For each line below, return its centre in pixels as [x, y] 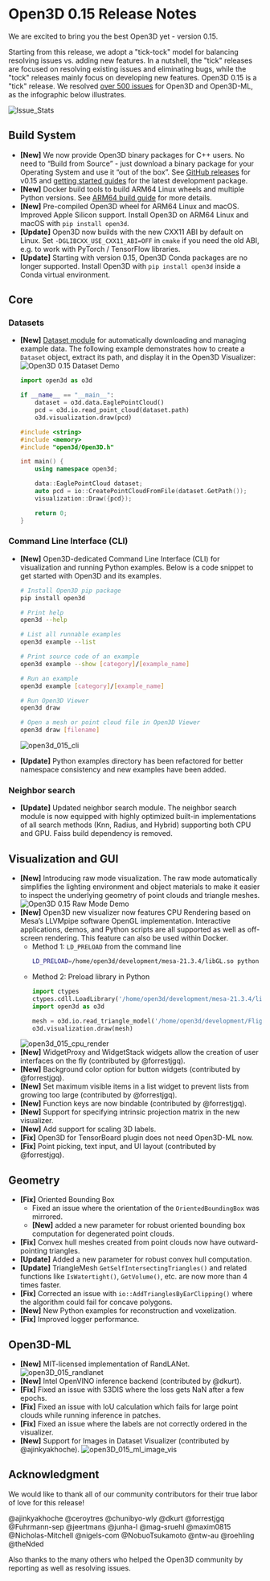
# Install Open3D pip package [71, 591]
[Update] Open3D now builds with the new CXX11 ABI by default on [131, 232]
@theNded [26, 1544]
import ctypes [55, 992]
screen [31, 938]
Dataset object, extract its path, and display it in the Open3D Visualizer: [138, 357]
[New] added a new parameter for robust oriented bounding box [139, 1225]
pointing [34, 1251]
